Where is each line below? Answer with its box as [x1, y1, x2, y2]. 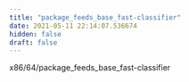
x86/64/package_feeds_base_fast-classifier [9, 62, 171, 73]
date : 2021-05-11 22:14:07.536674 [9, 21, 138, 30]
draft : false [9, 37, 58, 47]
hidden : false [9, 29, 62, 38]
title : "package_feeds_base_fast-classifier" [9, 12, 181, 22]
